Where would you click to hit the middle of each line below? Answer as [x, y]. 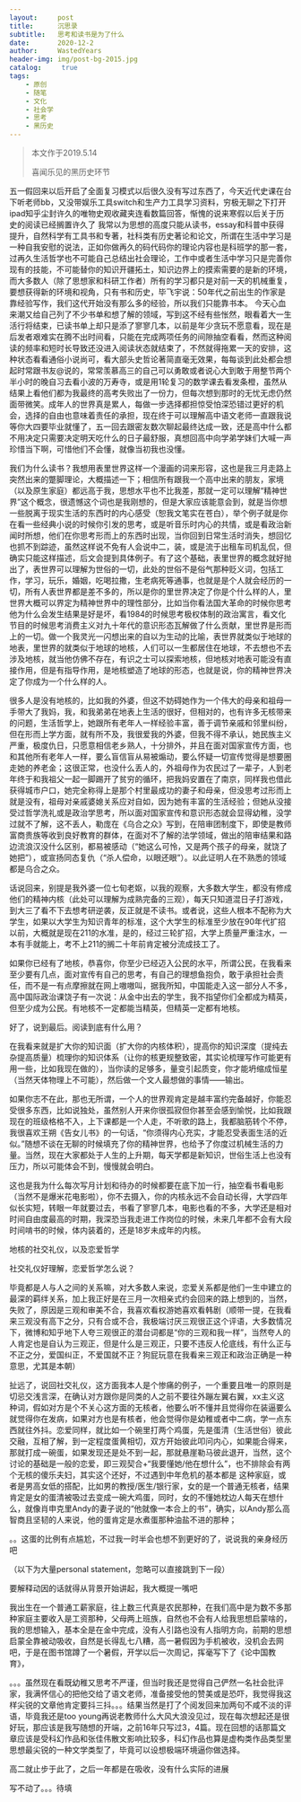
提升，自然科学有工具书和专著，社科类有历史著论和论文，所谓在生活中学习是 [150, 236]
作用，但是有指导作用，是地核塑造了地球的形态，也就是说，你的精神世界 [150, 670]
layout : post [42, 18]
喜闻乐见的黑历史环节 [70, 172]
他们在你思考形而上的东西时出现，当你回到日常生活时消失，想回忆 [170, 536]
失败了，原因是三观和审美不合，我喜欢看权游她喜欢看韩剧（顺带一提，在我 [146, 1310]
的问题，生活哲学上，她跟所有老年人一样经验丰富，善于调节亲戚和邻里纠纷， [150, 723]
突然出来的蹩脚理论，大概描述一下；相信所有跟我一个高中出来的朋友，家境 [146, 479]
